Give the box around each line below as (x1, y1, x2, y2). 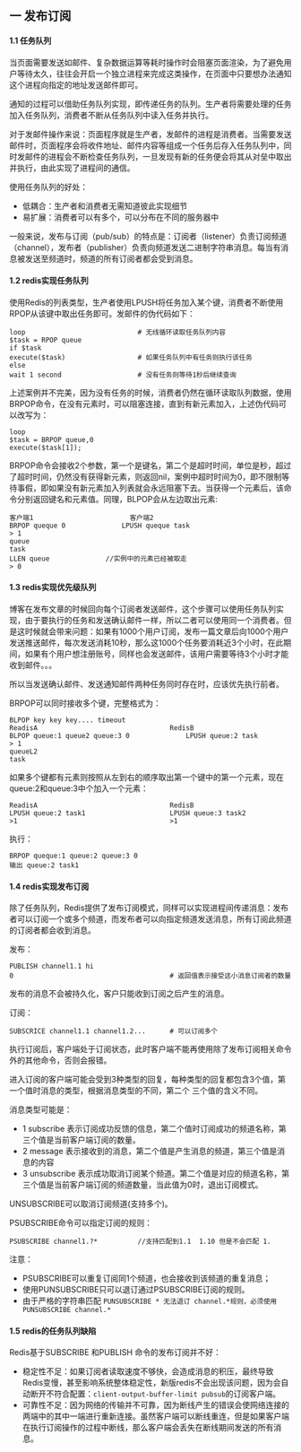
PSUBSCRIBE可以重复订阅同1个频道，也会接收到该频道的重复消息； (21, 1273, 271, 1284)
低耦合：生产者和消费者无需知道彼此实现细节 (21, 200, 188, 211)
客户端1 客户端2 (9, 513, 154, 522)
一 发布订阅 (9, 8, 72, 24)
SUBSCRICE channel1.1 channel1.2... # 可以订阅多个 (9, 1027, 219, 1036)
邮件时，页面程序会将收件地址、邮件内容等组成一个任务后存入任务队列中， (9, 140, 284, 151)
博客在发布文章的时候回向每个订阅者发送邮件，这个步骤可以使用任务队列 (9, 604, 276, 614)
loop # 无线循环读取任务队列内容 (9, 327, 227, 336)
